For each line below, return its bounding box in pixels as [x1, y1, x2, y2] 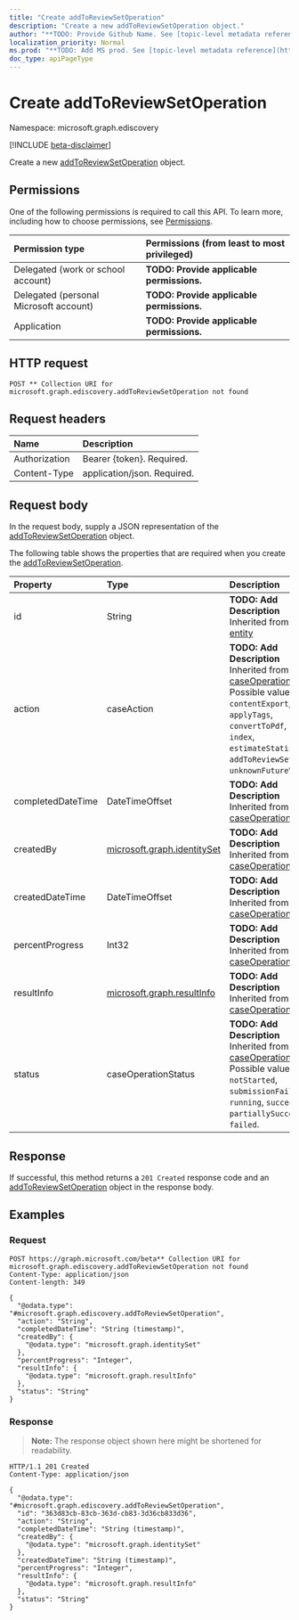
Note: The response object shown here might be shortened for [30, 1436, 263, 1446]
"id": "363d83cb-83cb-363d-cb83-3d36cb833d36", [17, 1509, 198, 1518]
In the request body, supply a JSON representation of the [9, 521, 220, 532]
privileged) [145, 248, 194, 260]
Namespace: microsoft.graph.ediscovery [9, 122, 159, 133]
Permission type [13, 242, 85, 255]
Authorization [13, 453, 70, 465]
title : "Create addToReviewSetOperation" [9, 12, 166, 22]
